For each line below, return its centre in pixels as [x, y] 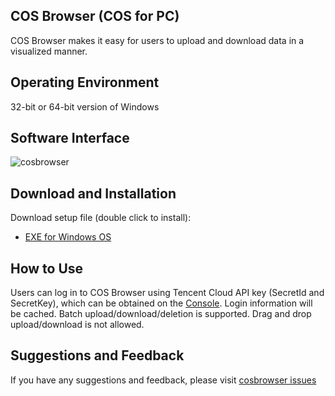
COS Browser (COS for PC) [95, 16]
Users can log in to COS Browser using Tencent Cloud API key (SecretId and [167, 293]
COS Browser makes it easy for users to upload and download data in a [157, 40]
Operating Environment [85, 82]
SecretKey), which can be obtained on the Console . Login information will [161, 303]
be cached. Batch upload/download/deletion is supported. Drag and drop [161, 314]
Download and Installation [93, 193]
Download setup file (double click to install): [101, 218]
